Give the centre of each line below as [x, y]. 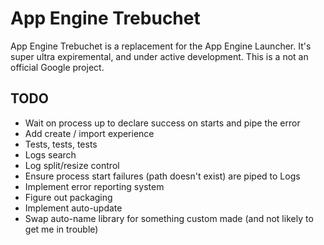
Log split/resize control [72, 165]
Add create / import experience [89, 133]
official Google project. [57, 67]
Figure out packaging [68, 197]
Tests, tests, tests [61, 144]
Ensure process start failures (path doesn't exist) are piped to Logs [162, 176]
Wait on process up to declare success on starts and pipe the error [162, 123]
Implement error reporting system [94, 186]
